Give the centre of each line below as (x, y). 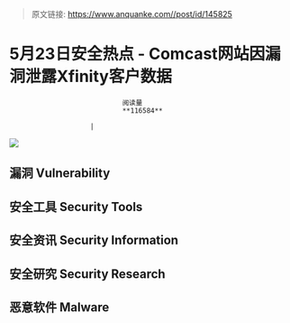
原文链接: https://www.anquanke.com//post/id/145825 (131, 14)
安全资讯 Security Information (94, 240)
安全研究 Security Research (87, 274)
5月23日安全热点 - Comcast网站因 (137, 54)
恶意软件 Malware (59, 307)
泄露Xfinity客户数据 (99, 77)
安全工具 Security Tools (76, 207)
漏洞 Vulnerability (60, 174)
